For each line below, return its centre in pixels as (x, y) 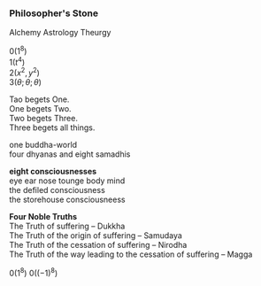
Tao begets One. (39, 99)
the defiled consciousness (58, 190)
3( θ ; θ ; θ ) (26, 82)
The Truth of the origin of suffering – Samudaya (96, 236)
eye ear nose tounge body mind (67, 181)
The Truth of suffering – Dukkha (67, 226)
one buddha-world (43, 145)
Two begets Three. (43, 119)
